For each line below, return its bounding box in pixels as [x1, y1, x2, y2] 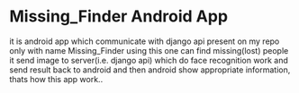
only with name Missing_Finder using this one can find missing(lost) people [9, 45, 289, 55]
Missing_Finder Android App [9, 6, 228, 27]
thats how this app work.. [9, 73, 104, 84]
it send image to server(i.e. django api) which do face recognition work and [9, 55, 288, 65]
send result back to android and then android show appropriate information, [9, 64, 291, 75]
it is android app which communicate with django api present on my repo [9, 36, 280, 46]
